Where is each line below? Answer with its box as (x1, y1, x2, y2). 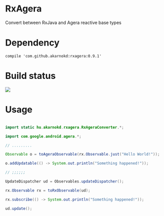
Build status (5, 70, 56, 81)
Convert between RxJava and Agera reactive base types (5, 19, 121, 25)
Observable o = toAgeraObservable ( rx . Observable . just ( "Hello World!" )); (5, 152, 160, 157)
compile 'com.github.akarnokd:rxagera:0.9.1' (5, 53, 101, 58)
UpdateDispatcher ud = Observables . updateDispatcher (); (5, 179, 124, 184)
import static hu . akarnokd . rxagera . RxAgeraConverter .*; (5, 124, 124, 130)
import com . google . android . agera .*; (5, 133, 81, 139)
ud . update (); (5, 206, 32, 211)
